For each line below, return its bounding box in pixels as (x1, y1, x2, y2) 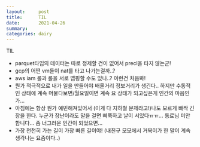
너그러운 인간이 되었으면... (41, 120, 103, 127)
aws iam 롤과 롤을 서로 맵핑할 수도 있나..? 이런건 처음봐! (14, 75, 146, 82)
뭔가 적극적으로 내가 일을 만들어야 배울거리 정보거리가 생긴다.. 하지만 (14, 82, 175, 90)
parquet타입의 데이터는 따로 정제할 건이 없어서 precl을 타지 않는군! (14, 60, 171, 67)
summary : (6, 25, 28, 32)
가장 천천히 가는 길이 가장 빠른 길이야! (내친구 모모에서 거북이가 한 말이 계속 (14, 127, 191, 134)
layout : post (6, 8, 50, 15)
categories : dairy (6, 31, 52, 37)
